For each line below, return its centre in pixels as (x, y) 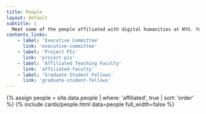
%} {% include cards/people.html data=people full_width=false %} (90, 104)
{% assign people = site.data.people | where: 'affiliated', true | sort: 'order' (100, 98)
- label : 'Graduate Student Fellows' (66, 75)
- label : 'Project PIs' (48, 52)
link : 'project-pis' (49, 58)
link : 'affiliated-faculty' (59, 69)
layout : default (27, 18)
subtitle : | (21, 23)
